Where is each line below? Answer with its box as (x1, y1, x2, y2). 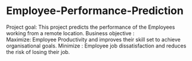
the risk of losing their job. (6, 48, 70, 55)
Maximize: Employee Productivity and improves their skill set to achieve (6, 36, 181, 43)
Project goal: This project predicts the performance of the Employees (6, 23, 175, 30)
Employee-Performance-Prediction (6, 4, 184, 18)
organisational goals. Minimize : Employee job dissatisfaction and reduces (6, 42, 187, 49)
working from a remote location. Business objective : (6, 29, 135, 36)
